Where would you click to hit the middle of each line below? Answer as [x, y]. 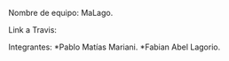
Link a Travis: [32, 30]
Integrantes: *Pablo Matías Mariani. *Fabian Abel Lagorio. [114, 47]
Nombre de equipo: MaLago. [61, 13]
